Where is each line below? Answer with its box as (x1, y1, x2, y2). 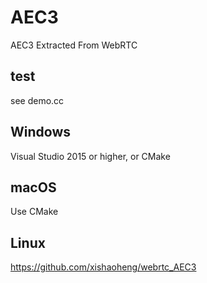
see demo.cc (10, 94, 65, 106)
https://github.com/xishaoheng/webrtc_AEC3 (10, 261, 197, 273)
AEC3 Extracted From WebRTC (10, 39, 138, 51)
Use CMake (10, 206, 59, 218)
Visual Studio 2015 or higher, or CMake (10, 150, 171, 162)
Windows (10, 124, 71, 141)
